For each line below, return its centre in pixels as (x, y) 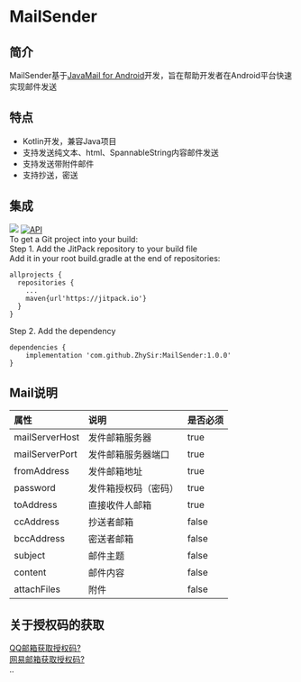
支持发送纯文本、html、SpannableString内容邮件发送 (120, 152)
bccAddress (40, 539)
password (35, 488)
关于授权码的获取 (57, 625)
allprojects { (36, 275)
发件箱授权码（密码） (134, 488)
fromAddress (41, 471)
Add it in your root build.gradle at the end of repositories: (115, 258)
